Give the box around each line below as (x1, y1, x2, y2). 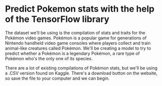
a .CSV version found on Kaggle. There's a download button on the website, (5, 70, 158, 76)
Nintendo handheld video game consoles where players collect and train (5, 40, 151, 46)
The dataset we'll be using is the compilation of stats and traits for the (5, 30, 145, 35)
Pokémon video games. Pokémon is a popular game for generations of (5, 35, 147, 41)
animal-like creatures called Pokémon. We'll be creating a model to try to (5, 45, 151, 51)
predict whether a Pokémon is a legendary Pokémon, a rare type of (5, 50, 140, 56)
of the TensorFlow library (5, 14, 110, 25)
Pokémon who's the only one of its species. (5, 55, 93, 61)
